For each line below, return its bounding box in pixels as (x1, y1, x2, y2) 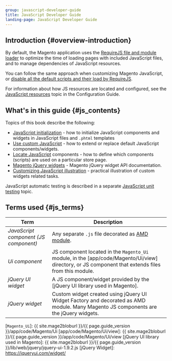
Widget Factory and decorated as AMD (52, 296, 146, 304)
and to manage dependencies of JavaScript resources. (5, 60, 121, 67)
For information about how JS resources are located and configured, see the (5, 86, 167, 92)
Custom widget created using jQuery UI (52, 290, 147, 298)
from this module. (52, 267, 95, 274)
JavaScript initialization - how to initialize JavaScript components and (12, 130, 160, 136)
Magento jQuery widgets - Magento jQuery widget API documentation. (12, 162, 162, 168)
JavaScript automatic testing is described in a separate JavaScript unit (5, 183, 155, 189)
